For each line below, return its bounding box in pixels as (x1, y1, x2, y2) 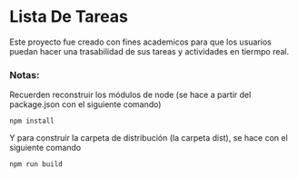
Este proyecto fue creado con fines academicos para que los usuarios (9, 36, 273, 47)
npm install (9, 116, 55, 126)
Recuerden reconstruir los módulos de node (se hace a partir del (9, 89, 252, 101)
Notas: (9, 68, 40, 81)
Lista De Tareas (9, 6, 129, 27)
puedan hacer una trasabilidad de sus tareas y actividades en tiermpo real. (9, 45, 290, 56)
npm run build (9, 160, 64, 169)
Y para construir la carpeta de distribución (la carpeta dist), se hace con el (9, 133, 288, 143)
